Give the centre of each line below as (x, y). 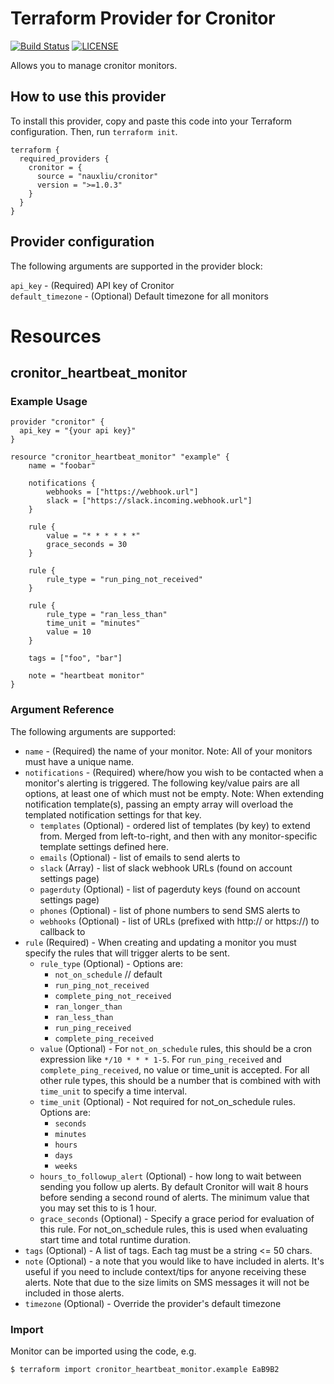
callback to (62, 931)
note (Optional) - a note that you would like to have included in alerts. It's (174, 1261)
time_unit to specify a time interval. (113, 1091)
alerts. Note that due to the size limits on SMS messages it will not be (167, 1282)
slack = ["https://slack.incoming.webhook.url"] (149, 501)
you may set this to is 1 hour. (98, 1208)
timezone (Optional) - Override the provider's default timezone (153, 1303)
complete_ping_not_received (113, 996)
